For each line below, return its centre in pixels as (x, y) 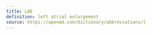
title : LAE (19, 11)
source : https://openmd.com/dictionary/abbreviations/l (76, 22)
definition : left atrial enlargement (52, 17)
